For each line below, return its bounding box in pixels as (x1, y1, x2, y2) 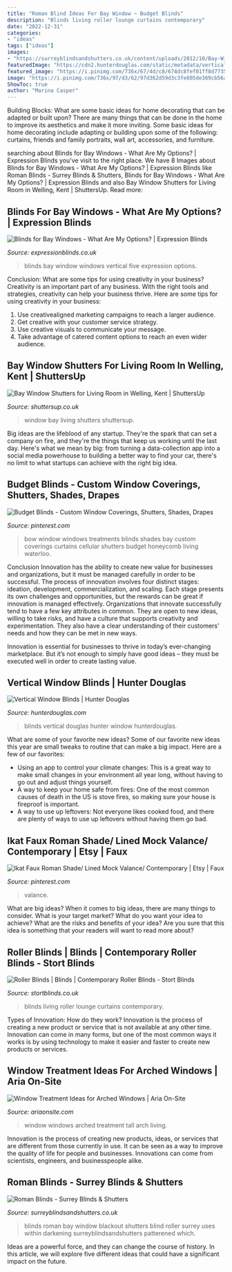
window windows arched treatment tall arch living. (23, 1121, 168, 1129)
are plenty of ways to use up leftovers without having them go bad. (17, 815, 209, 823)
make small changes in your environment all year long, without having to (17, 771, 223, 779)
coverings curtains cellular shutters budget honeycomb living (23, 542, 199, 550)
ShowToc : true (7, 81, 48, 88)
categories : (7, 29, 41, 37)
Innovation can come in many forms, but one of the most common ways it (7, 1031, 217, 1038)
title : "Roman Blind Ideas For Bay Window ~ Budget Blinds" (7, 10, 184, 17)
